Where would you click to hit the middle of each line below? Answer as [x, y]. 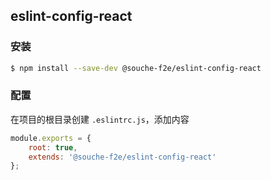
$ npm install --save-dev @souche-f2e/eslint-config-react [136, 68]
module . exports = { [51, 138]
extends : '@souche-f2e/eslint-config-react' [122, 157]
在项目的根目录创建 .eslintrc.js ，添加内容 [100, 119]
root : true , [53, 147]
